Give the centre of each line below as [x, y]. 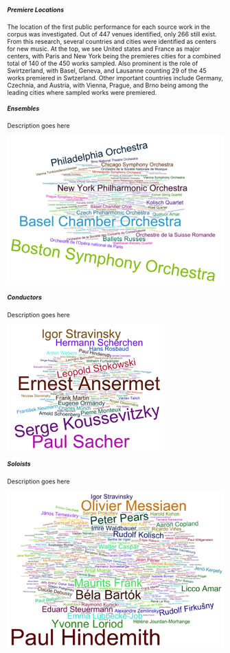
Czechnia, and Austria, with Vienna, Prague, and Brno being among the [108, 85]
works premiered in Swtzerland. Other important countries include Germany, [115, 78]
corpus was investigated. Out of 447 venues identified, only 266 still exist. [112, 34]
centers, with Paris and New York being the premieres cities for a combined [114, 56]
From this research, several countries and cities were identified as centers [112, 41]
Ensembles [23, 108]
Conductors [25, 297]
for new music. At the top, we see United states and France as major [104, 49]
